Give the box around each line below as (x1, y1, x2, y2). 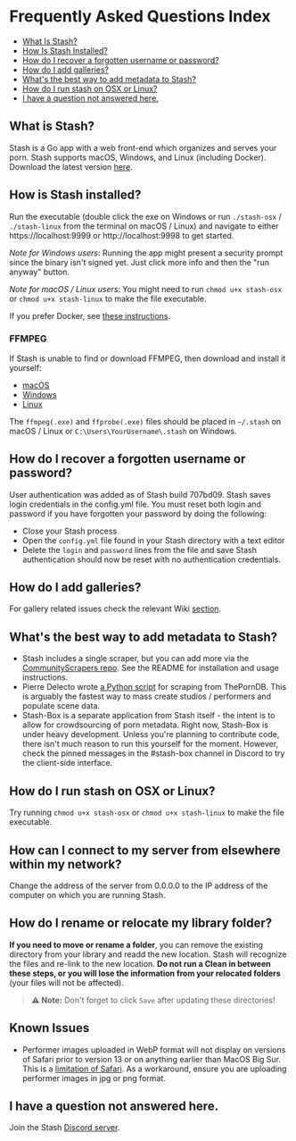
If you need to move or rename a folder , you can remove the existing (9, 939, 264, 950)
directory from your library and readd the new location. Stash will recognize (9, 949, 287, 960)
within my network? (9, 856, 122, 872)
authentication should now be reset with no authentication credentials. (21, 554, 281, 565)
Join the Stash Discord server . (9, 1122, 120, 1133)
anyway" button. (9, 266, 70, 277)
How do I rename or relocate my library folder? (9, 916, 273, 931)
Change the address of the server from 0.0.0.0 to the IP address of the (9, 880, 268, 891)
